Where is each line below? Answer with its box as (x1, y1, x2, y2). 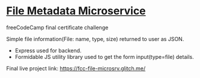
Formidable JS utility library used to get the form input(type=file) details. (14, 53, 194, 60)
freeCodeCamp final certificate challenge (6, 24, 109, 31)
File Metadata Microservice (6, 4, 146, 18)
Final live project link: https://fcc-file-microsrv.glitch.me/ (6, 64, 146, 72)
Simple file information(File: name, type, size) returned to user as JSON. (6, 35, 184, 42)
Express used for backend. (14, 46, 82, 54)
